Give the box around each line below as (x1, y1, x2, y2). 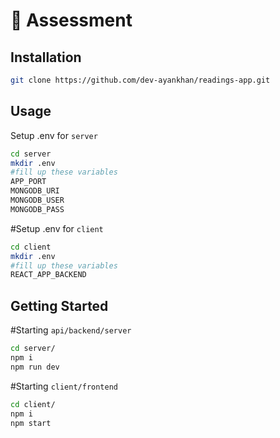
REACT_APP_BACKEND (10, 270, 87, 280)
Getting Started (10, 297, 109, 314)
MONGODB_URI (10, 186, 60, 196)
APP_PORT (10, 177, 47, 187)
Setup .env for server (10, 129, 98, 141)
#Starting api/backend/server (10, 324, 132, 336)
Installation (10, 49, 82, 66)
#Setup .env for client (10, 222, 104, 234)
